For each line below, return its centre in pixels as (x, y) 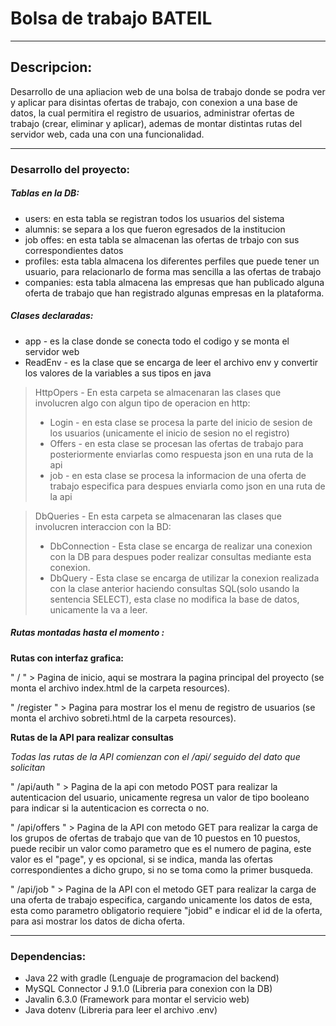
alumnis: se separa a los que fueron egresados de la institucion (155, 229)
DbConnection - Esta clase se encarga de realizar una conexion (181, 546)
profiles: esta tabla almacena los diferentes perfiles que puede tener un (172, 261)
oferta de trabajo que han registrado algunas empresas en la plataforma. (174, 293)
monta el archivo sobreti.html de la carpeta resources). (123, 718)
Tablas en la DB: (45, 193)
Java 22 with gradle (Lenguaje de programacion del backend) (152, 978)
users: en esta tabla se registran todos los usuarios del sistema (154, 218)
